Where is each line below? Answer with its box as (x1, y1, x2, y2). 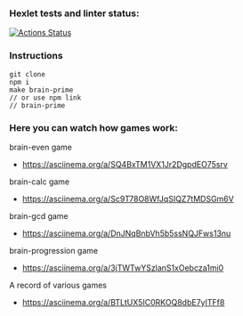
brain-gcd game (9, 210, 69, 221)
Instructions (9, 50, 64, 62)
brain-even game (9, 142, 73, 152)
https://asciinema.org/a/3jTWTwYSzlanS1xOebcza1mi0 (21, 262, 224, 273)
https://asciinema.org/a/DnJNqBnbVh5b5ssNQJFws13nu (21, 228, 231, 239)
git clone (9, 69, 46, 78)
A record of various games (9, 280, 107, 290)
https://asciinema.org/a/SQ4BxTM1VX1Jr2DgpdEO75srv (21, 158, 229, 169)
